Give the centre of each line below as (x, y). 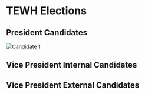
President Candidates (47, 33)
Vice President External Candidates (73, 85)
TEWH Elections (47, 11)
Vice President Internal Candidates (72, 65)
